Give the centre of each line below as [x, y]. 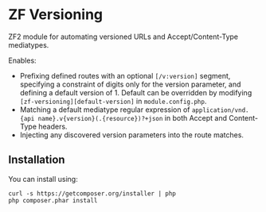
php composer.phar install [53, 200]
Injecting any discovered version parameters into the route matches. [132, 135]
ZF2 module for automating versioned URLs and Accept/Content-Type [123, 37]
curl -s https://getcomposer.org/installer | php [92, 193]
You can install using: [43, 179]
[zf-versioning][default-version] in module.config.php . [113, 101]
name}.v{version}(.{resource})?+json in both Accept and [133, 118]
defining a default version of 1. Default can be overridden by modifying [136, 92]
